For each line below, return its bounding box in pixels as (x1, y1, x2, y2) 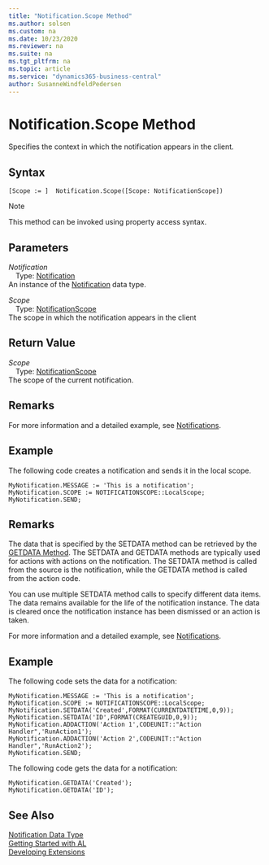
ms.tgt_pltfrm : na (8, 58, 71, 66)
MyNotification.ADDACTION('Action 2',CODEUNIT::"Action (8, 735, 202, 743)
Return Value (8, 336, 76, 350)
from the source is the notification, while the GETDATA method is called (8, 565, 248, 574)
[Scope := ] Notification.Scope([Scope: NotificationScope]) (8, 187, 223, 195)
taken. (8, 615, 30, 625)
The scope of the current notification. (8, 375, 134, 385)
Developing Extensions (8, 847, 85, 857)
